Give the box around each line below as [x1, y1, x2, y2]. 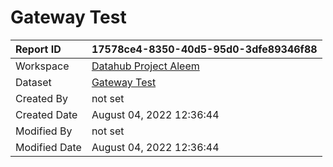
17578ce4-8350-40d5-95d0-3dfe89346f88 [91, 42, 318, 56]
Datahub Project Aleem [91, 59, 200, 73]
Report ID [15, 42, 62, 56]
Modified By [15, 124, 73, 138]
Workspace [15, 59, 70, 73]
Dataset [15, 75, 52, 89]
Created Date [15, 107, 78, 121]
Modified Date [15, 140, 82, 154]
